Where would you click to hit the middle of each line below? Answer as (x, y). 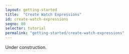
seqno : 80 (16, 24)
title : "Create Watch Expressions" (43, 14)
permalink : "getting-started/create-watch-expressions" (65, 33)
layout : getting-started (31, 10)
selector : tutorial (26, 28)
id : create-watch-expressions (37, 19)
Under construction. (26, 47)
